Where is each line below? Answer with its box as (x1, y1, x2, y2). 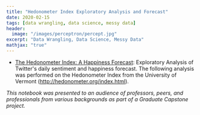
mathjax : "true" (6, 43, 47, 49)
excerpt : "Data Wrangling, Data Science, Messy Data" (6, 37, 145, 43)
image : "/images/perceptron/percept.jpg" (11, 31, 117, 37)
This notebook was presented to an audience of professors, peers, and (6, 89, 184, 96)
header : (6, 25, 26, 32)
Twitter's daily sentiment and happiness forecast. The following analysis (14, 65, 195, 72)
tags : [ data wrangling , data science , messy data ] (6, 20, 136, 26)
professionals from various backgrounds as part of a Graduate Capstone (6, 95, 189, 102)
